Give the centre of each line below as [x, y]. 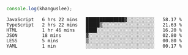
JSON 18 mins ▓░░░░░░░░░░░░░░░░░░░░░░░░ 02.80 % [94, 35]
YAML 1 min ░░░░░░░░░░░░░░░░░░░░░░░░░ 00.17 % [94, 46]
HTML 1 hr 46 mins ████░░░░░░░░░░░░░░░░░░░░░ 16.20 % [94, 30]
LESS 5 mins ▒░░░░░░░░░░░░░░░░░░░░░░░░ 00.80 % [94, 40]
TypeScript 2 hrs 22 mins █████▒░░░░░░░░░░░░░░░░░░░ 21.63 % [94, 25]
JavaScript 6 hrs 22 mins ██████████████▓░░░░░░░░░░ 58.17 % [94, 19]
